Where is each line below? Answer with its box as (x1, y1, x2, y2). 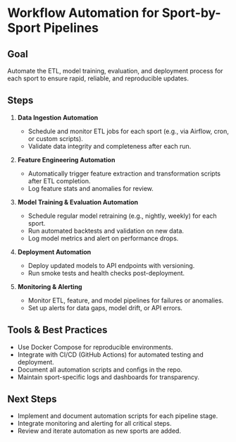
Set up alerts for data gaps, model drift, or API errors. (27, 303, 183, 312)
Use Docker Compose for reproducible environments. (17, 343, 173, 351)
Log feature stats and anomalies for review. (27, 184, 154, 192)
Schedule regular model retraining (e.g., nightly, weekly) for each (27, 211, 217, 220)
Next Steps (7, 393, 57, 405)
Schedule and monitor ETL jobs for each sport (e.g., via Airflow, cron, (27, 127, 229, 135)
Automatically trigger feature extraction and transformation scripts (27, 169, 221, 178)
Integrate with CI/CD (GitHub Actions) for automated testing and (17, 350, 204, 359)
